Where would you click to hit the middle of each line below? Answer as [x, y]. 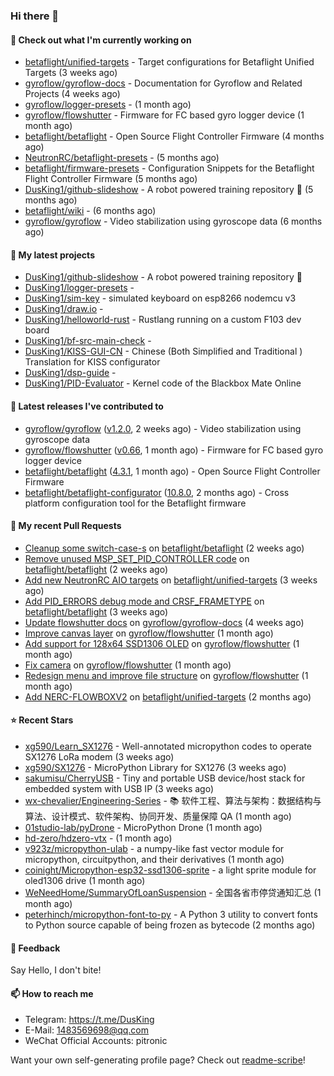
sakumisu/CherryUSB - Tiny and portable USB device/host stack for [165, 778]
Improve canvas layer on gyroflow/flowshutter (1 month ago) [149, 633]
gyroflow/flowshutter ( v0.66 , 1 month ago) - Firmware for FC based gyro [174, 450]
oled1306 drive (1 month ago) [85, 880]
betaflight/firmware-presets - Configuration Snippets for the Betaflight [169, 168]
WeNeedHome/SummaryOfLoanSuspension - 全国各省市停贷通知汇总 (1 [173, 892]
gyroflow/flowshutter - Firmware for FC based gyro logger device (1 [164, 115]
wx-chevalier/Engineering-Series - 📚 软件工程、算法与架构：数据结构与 [173, 800]
